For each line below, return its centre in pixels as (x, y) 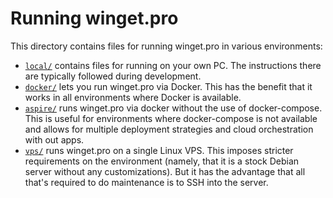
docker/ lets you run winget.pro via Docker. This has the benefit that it (168, 86)
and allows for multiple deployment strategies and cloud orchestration (169, 129)
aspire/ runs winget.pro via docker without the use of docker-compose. (173, 108)
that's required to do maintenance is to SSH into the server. (146, 182)
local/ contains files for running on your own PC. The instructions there (173, 65)
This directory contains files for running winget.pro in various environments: (166, 46)
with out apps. (54, 139)
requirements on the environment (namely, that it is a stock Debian (162, 161)
